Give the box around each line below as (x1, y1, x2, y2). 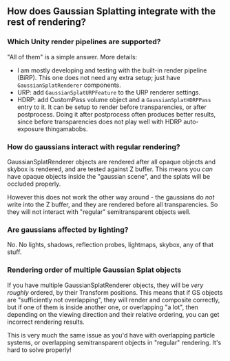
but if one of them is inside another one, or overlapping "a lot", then (7, 303, 198, 311)
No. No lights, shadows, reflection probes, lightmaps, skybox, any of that (7, 241, 214, 249)
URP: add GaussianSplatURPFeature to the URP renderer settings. (17, 88, 201, 96)
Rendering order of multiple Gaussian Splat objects (7, 265, 182, 275)
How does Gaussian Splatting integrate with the (7, 6, 216, 17)
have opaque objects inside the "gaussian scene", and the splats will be (7, 172, 211, 180)
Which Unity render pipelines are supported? (7, 37, 161, 47)
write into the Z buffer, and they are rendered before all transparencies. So (7, 200, 218, 208)
